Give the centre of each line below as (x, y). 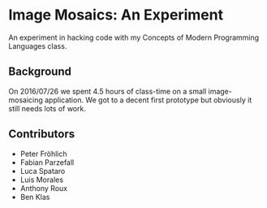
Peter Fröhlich (43, 154)
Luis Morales (41, 180)
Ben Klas (35, 197)
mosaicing (26, 100)
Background (40, 72)
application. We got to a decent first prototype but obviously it (148, 100)
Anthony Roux (43, 188)
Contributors (42, 134)
